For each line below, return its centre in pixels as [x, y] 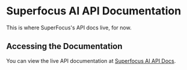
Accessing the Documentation [64, 46]
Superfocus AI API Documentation [94, 11]
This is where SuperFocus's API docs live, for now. [69, 28]
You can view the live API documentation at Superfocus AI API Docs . [91, 60]
